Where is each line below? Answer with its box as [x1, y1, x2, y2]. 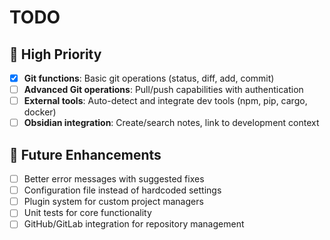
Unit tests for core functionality [23, 207, 152, 219]
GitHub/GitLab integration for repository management [23, 218, 245, 230]
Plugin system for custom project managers [23, 196, 204, 208]
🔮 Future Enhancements [9, 146, 162, 163]
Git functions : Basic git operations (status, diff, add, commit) [23, 72, 275, 84]
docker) [23, 106, 57, 118]
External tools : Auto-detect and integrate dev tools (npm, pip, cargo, [23, 95, 308, 107]
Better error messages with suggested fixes [23, 173, 205, 185]
